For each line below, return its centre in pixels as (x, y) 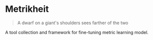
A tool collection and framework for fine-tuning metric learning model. (77, 32)
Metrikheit (27, 9)
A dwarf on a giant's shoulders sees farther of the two (73, 23)
